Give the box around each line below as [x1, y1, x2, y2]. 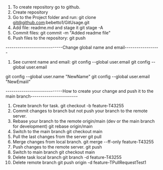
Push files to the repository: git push [12, 35, 86, 41]
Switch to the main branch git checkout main [12, 129, 103, 134]
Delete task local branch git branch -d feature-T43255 [12, 154, 122, 160]
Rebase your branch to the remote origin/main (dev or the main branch [12, 119, 155, 124]
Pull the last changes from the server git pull [12, 134, 102, 139]
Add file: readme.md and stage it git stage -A [12, 25, 103, 31]
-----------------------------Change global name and [5, 45, 113, 50]
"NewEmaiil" [5, 79, 31, 85]
